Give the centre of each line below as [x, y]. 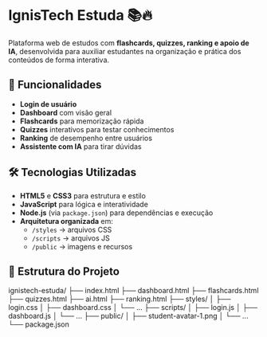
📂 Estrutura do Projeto [64, 271]
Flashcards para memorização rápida [82, 121]
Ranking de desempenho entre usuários [86, 138]
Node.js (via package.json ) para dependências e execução [116, 213]
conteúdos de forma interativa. [59, 60]
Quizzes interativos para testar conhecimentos [97, 129]
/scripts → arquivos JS [71, 238]
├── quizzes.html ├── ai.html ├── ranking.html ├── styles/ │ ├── [120, 299]
